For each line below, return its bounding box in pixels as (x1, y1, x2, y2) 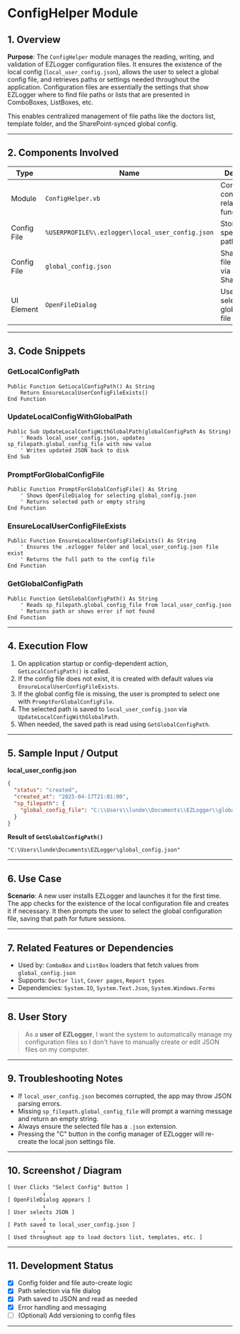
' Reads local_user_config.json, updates (20, 434, 145, 441)
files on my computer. (24, 1045, 89, 1054)
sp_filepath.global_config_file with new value (7, 440, 152, 448)
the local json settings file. (38, 1137, 116, 1145)
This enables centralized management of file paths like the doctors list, (7, 112, 216, 120)
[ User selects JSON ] (7, 1208, 75, 1216)
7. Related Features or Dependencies (7, 942, 174, 954)
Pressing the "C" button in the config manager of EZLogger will (17, 1130, 204, 1138)
